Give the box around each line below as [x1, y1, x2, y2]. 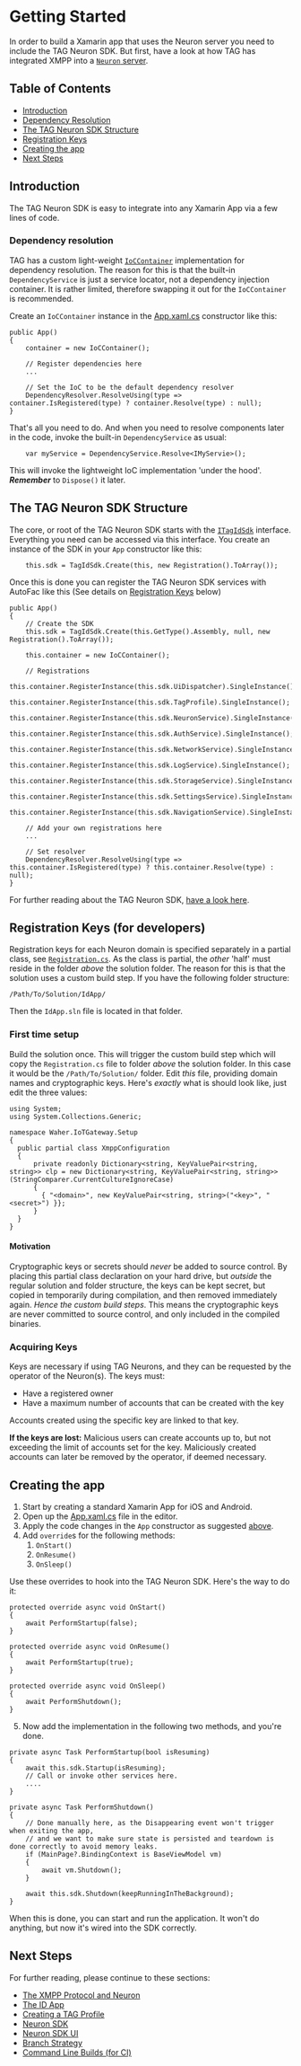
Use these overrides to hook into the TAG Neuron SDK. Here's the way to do [9, 1576, 290, 1587]
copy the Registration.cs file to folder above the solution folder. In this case [9, 1058, 291, 1069]
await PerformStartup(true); [25, 1658, 134, 1667]
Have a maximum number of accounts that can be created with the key [21, 1398, 285, 1408]
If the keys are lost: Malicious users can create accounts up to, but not [9, 1433, 271, 1444]
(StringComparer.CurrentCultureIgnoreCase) [9, 1175, 175, 1184]
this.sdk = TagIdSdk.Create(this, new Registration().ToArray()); [25, 561, 279, 569]
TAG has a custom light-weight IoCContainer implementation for [9, 254, 245, 266]
